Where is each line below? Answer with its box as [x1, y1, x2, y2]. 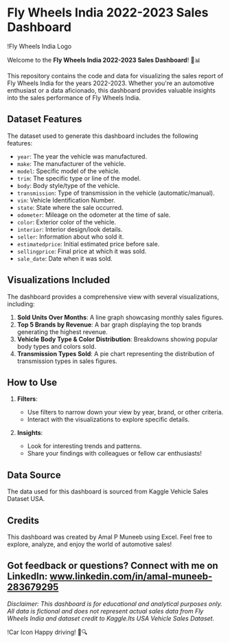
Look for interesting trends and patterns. [27, 442, 142, 450]
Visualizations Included [7, 274, 111, 286]
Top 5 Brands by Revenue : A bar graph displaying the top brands [16, 320, 203, 329]
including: [7, 300, 36, 308]
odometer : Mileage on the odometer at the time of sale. [16, 211, 171, 219]
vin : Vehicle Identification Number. [16, 196, 115, 204]
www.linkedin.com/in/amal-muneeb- [49, 571, 213, 583]
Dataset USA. [7, 495, 45, 503]
